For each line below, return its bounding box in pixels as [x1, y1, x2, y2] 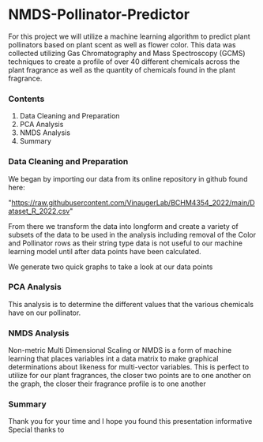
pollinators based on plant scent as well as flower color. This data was [8, 39, 236, 49]
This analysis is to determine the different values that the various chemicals [8, 299, 254, 309]
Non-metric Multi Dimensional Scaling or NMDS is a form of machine [8, 346, 232, 355]
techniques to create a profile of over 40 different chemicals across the [8, 57, 241, 66]
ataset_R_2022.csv [8, 206, 70, 215]
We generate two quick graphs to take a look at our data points [8, 262, 213, 272]
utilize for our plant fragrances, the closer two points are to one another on [8, 371, 251, 380]
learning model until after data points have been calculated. [8, 246, 201, 256]
